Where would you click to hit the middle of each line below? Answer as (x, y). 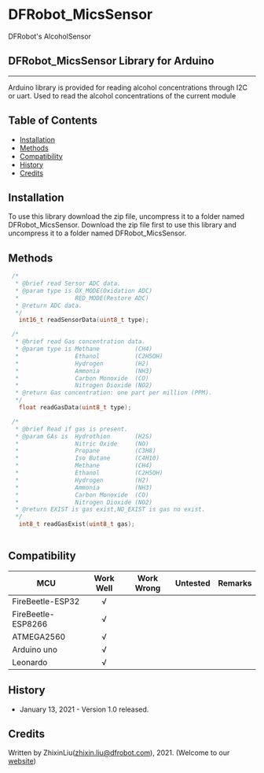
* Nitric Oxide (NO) (82, 444)
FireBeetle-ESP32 (46, 601)
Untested (193, 583)
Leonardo (30, 662)
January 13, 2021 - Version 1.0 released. (84, 709)
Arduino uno (35, 649)
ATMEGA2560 (39, 637)
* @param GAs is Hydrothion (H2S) (84, 436)
